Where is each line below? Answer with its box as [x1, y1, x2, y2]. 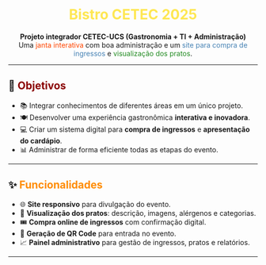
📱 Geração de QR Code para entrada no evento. [19, 229, 177, 238]
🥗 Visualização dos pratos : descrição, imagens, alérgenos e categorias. [19, 208, 256, 217]
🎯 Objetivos [8, 79, 66, 93]
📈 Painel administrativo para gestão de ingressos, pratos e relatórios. [19, 237, 251, 247]
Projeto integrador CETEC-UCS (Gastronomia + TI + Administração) [19, 32, 247, 41]
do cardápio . [19, 136, 63, 145]
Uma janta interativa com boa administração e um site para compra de [18, 40, 248, 49]
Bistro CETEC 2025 [68, 6, 198, 24]
